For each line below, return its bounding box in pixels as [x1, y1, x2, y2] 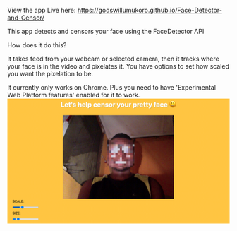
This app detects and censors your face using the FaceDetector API [7, 28, 205, 35]
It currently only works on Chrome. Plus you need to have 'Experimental [7, 83, 217, 91]
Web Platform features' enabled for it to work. [7, 91, 140, 99]
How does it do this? [7, 41, 67, 49]
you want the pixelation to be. [7, 70, 94, 78]
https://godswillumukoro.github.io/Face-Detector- [77, 6, 222, 14]
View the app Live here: [7, 6, 76, 14]
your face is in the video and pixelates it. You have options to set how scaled [7, 62, 229, 70]
